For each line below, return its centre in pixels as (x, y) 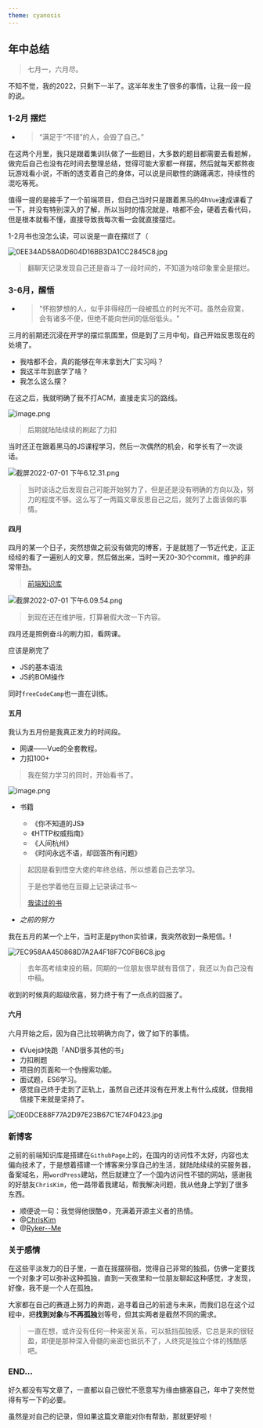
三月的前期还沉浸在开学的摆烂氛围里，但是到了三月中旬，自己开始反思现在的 (131, 335)
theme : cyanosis (34, 15)
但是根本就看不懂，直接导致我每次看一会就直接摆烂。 (94, 219)
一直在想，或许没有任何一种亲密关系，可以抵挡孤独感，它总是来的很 (137, 1331)
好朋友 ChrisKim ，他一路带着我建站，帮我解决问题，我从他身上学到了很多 (131, 1184)
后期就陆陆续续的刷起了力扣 (72, 430)
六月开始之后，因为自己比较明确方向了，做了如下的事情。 (101, 1033)
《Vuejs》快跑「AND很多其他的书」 (73, 1050)
